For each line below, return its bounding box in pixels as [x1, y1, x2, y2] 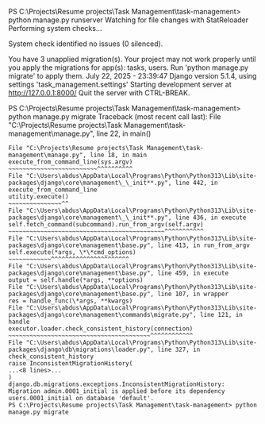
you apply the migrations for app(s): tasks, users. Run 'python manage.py [8, 63, 248, 72]
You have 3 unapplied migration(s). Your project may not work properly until [8, 55, 256, 64]
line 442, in [175, 179, 218, 187]
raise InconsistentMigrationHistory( [8, 360, 133, 368]
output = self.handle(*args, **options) [8, 276, 144, 284]
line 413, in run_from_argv [157, 241, 250, 249]
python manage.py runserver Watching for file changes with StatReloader [8, 15, 249, 25]
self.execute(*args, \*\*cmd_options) [8, 249, 136, 256]
